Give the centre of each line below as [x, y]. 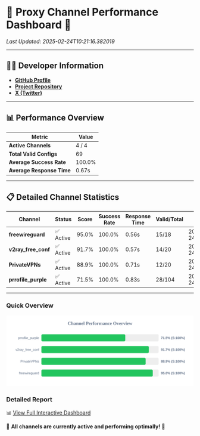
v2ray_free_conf [29, 249]
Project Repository [38, 86]
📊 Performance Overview [55, 118]
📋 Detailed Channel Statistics [63, 197]
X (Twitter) [29, 92]
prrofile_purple [28, 279]
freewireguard [27, 234]
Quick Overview [30, 305]
